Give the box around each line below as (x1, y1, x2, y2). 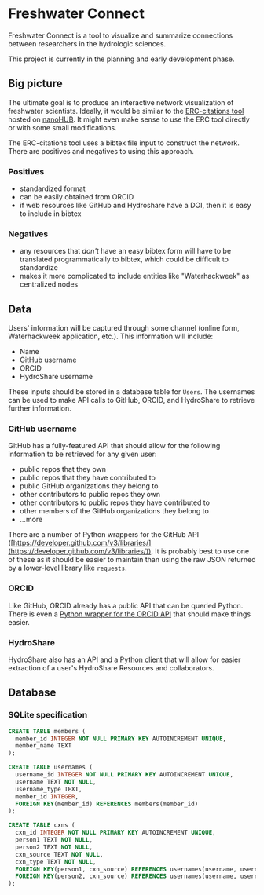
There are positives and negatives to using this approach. (8, 146, 194, 155)
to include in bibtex (19, 209, 82, 218)
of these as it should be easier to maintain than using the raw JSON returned (8, 555, 256, 564)
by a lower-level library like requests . (8, 563, 127, 573)
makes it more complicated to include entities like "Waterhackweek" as (19, 272, 250, 281)
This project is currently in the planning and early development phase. (8, 54, 235, 64)
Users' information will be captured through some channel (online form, (8, 323, 240, 333)
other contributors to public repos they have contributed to (19, 498, 211, 507)
